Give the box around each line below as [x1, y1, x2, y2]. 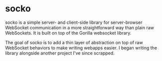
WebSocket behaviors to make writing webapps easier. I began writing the [5, 45, 158, 51]
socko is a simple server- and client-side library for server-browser [5, 19, 143, 25]
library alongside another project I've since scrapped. [5, 50, 115, 56]
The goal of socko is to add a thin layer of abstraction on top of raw [5, 39, 143, 45]
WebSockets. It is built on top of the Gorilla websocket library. [5, 30, 132, 36]
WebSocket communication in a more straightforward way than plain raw [5, 24, 154, 30]
